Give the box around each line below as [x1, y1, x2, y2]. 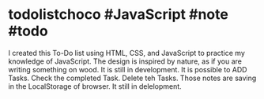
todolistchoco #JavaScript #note [8, 5, 229, 24]
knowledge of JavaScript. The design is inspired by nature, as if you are [8, 57, 243, 66]
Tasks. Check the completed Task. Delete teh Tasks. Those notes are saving [8, 73, 257, 82]
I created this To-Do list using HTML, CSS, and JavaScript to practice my [8, 48, 245, 57]
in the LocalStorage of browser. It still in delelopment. [8, 81, 182, 91]
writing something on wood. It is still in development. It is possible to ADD [8, 64, 247, 74]
